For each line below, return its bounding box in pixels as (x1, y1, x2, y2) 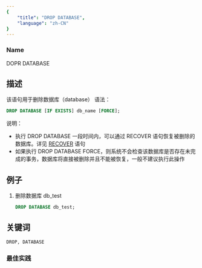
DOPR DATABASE (6, 59, 50, 67)
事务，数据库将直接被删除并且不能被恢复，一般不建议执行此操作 (25, 155, 185, 162)
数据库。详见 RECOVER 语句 (15, 140, 86, 147)
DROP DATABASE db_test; (15, 204, 76, 210)
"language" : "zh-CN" (17, 20, 69, 26)
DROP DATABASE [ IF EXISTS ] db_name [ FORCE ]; (6, 108, 120, 114)
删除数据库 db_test (15, 192, 62, 199)
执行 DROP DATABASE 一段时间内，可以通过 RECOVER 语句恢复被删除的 (15, 133, 195, 140)
